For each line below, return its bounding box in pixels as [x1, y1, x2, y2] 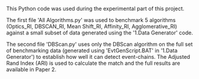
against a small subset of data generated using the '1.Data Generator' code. [6, 29, 194, 36]
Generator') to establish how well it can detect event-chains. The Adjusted [6, 53, 191, 60]
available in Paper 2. [6, 66, 57, 73]
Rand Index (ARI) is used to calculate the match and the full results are [6, 59, 180, 67]
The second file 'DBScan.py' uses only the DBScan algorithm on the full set [6, 41, 193, 48]
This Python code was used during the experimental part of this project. [6, 5, 185, 12]
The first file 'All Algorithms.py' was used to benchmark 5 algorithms [6, 17, 176, 23]
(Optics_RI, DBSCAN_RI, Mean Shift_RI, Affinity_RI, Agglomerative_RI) [6, 23, 177, 30]
